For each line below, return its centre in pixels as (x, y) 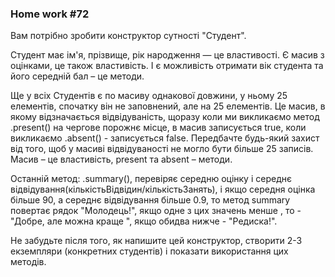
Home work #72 (50, 14)
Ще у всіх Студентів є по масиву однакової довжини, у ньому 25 (149, 96)
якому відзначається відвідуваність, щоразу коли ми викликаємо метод (165, 117)
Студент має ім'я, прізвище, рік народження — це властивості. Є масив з (167, 55)
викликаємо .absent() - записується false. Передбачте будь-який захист (165, 138)
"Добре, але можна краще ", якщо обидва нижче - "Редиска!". (144, 221)
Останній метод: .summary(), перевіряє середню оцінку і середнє (151, 179)
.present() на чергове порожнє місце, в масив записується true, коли (158, 128)
